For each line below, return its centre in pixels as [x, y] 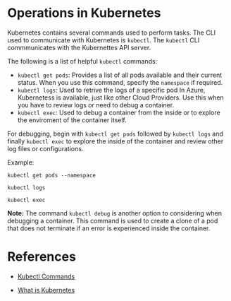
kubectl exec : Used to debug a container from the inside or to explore [119, 112]
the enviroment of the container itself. [72, 120]
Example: [21, 162]
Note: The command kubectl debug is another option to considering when [114, 213]
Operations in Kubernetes [84, 13]
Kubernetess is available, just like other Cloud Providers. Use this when [120, 98]
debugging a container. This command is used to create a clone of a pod [113, 220]
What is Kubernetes [46, 290]
